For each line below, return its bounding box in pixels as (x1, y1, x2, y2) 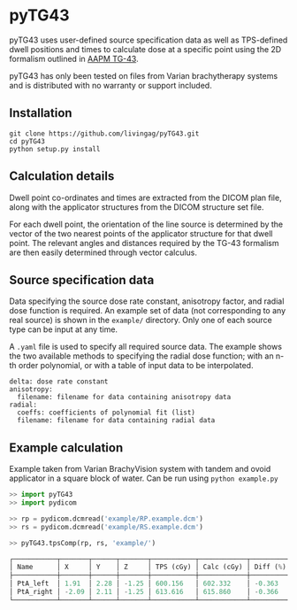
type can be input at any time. (9, 324, 118, 335)
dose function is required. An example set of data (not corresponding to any (9, 305, 286, 316)
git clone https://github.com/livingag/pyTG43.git (9, 129, 200, 138)
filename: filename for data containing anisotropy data (17, 393, 232, 402)
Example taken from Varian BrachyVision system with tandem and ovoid (9, 464, 271, 475)
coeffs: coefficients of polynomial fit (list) (17, 408, 196, 417)
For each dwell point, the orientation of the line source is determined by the (9, 219, 284, 229)
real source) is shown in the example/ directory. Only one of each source (9, 315, 272, 326)
